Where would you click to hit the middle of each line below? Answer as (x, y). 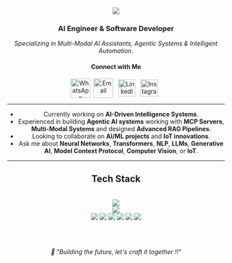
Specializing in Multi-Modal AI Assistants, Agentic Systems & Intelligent (116, 43)
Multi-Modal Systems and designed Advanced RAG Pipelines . (121, 128)
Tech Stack (116, 179)
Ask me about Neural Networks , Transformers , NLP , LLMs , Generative (121, 143)
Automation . (116, 51)
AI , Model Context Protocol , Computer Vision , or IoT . (121, 150)
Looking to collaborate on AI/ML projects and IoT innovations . (121, 136)
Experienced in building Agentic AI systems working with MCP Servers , (121, 121)
